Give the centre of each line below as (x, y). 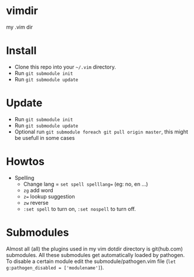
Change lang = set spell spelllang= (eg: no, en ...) (86, 184)
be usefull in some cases (45, 138)
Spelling (24, 177)
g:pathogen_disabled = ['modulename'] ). (55, 267)
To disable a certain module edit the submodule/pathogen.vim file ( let (91, 261)
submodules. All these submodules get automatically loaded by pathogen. (96, 255)
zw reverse (36, 203)
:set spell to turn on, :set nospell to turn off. (79, 208)
